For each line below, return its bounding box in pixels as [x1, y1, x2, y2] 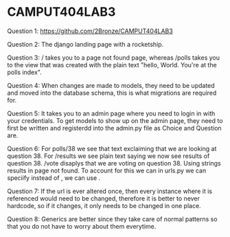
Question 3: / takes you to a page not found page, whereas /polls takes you [7, 53, 220, 62]
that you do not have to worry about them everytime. [7, 222, 157, 230]
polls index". [7, 68, 43, 76]
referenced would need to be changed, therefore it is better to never [7, 194, 200, 203]
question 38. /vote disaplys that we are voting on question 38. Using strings [7, 159, 221, 167]
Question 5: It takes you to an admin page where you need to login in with [7, 109, 216, 117]
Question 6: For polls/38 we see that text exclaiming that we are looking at [7, 144, 217, 153]
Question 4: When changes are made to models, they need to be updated [7, 81, 215, 89]
